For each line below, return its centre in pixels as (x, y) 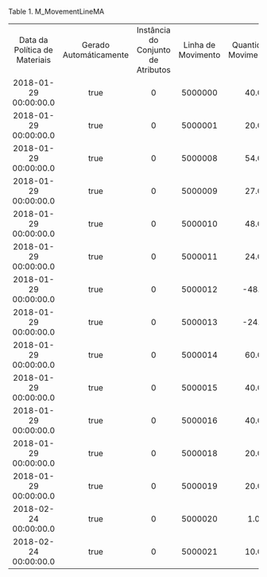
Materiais (34, 60)
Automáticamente (96, 55)
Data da (33, 40)
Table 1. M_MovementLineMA (56, 12)
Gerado (96, 45)
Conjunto (153, 50)
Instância (153, 30)
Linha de (199, 45)
